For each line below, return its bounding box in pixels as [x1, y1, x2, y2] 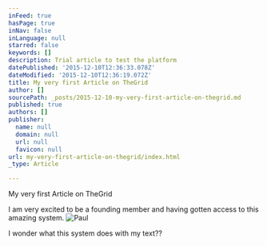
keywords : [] [8, 49, 52, 57]
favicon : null [15, 145, 62, 153]
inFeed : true [8, 11, 52, 20]
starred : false [8, 42, 59, 50]
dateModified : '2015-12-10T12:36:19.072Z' [8, 71, 152, 79]
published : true [8, 101, 62, 109]
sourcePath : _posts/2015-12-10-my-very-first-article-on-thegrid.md [8, 93, 241, 101]
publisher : [8, 116, 45, 124]
